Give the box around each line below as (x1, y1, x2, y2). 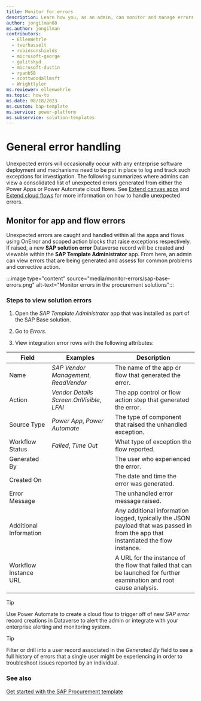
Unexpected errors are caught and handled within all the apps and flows (6, 232, 184, 238)
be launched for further (114, 569, 181, 577)
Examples (66, 354, 95, 362)
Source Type (9, 420, 45, 429)
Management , (51, 371, 92, 380)
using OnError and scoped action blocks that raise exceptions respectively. (6, 238, 191, 245)
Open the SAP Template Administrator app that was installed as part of (14, 309, 190, 317)
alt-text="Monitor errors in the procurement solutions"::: (35, 281, 175, 288)
